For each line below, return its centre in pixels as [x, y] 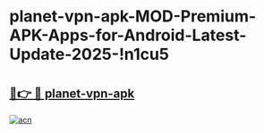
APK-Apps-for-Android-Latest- [128, 35]
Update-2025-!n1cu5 [89, 54]
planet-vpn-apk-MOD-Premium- [133, 17]
